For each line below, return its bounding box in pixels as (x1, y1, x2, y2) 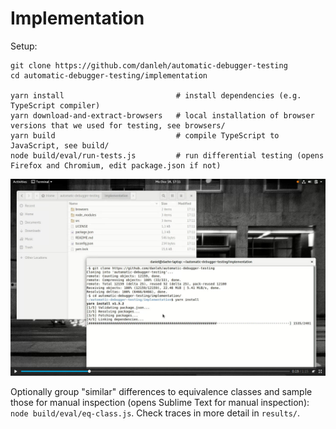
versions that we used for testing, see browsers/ (10, 120, 226, 131)
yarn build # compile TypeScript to (10, 130, 280, 141)
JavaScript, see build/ (10, 140, 110, 151)
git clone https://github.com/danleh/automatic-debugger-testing (10, 60, 288, 71)
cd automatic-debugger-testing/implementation (10, 70, 208, 81)
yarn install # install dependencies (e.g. (10, 90, 302, 101)
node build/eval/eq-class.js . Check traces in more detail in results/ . (10, 407, 301, 419)
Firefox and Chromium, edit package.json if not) (10, 160, 222, 171)
